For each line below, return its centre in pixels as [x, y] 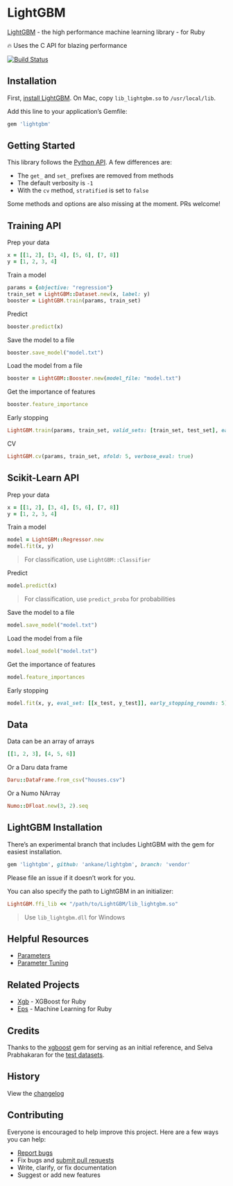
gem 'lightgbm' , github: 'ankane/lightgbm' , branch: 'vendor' [99, 864]
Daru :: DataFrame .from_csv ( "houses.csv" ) [67, 780]
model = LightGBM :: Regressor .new [55, 540]
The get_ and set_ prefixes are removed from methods [95, 176]
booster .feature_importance [48, 405]
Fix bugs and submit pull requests [66, 1160]
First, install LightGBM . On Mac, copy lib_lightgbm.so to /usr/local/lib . [112, 98]
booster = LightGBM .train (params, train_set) [74, 300]
